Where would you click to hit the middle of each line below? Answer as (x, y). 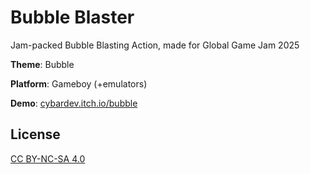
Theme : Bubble (42, 64)
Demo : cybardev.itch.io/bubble (74, 103)
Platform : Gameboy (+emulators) (79, 83)
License (35, 134)
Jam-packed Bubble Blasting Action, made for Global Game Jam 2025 (155, 45)
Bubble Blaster (72, 17)
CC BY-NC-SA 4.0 (48, 158)
